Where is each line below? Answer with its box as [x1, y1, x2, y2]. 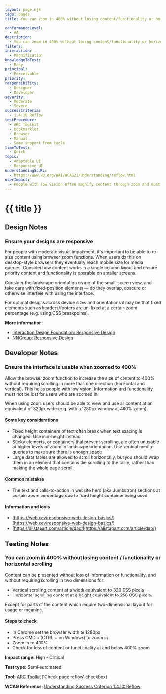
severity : [5, 95, 26, 99]
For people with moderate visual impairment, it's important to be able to [5, 248, 151, 255]
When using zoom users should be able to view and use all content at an [5, 400, 153, 406]
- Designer [9, 85, 32, 90]
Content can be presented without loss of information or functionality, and [5, 572, 156, 578]
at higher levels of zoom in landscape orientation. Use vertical [12, 444, 138, 449]
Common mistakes [5, 476, 44, 482]
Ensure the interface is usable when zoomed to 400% [5, 364, 137, 371]
